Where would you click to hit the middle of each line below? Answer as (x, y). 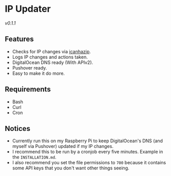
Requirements (28, 89)
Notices (17, 128)
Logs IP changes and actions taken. (50, 57)
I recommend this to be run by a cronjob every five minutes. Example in (88, 152)
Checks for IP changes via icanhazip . (51, 51)
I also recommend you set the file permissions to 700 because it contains (89, 163)
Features (19, 39)
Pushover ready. (30, 68)
